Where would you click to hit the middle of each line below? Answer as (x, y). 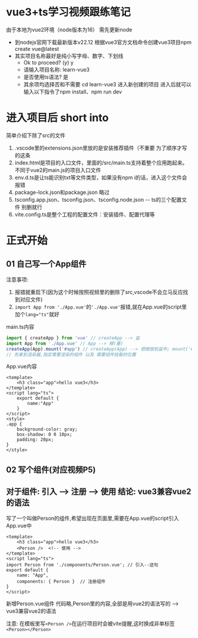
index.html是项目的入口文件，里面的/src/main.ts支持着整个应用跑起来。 (101, 163)
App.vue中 (19, 525)
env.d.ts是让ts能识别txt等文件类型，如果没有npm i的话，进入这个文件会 (101, 177)
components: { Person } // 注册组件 (61, 581)
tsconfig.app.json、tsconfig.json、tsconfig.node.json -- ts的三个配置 (98, 199)
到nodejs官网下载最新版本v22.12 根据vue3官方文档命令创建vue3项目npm (103, 42)
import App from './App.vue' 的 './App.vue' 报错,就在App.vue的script (98, 307)
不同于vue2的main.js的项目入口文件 (58, 170)
